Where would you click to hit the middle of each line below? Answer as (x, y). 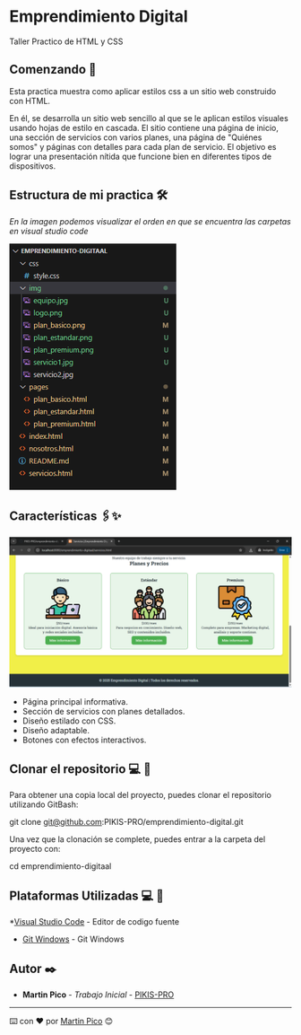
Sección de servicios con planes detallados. (103, 711)
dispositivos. (33, 166)
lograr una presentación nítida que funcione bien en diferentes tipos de (141, 156)
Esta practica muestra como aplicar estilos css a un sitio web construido (143, 91)
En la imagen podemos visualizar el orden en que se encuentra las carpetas (150, 221)
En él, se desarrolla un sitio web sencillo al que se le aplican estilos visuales (149, 118)
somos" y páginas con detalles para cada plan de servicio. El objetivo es (143, 146)
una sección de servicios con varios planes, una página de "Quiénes (136, 137)
